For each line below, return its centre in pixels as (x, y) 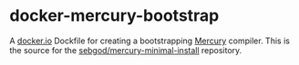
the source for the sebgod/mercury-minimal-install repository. (126, 50)
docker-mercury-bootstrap (114, 16)
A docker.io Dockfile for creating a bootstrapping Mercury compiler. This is (149, 41)
